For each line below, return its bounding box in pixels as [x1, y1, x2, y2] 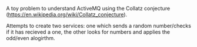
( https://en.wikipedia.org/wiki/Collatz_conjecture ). [6, 11, 128, 18]
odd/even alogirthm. [6, 35, 55, 41]
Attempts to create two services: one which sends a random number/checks [6, 23, 191, 29]
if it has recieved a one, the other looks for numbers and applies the [6, 28, 171, 35]
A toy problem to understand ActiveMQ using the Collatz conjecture [6, 5, 171, 12]
